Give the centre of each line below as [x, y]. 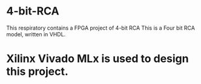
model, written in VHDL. [36, 34]
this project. [37, 72]
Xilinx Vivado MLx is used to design [97, 59]
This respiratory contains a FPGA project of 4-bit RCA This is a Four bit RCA [101, 28]
